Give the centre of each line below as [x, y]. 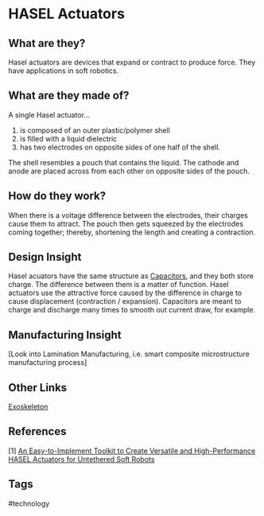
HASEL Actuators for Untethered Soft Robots [82, 459]
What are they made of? [69, 96]
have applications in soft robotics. [64, 71]
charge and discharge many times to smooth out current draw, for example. [132, 310]
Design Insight [45, 257]
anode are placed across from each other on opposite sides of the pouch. [129, 171]
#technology [29, 503]
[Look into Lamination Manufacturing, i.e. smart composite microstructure [129, 354]
